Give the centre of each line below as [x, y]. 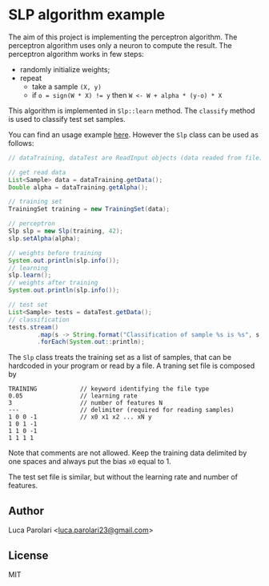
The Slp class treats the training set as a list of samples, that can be [120, 358]
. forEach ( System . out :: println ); [91, 342]
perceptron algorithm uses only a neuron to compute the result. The [120, 45]
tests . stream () [34, 327]
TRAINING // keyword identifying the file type [109, 389]
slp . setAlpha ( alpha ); [44, 238]
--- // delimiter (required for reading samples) [121, 410]
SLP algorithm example [87, 15]
